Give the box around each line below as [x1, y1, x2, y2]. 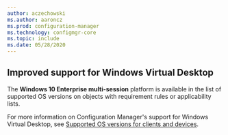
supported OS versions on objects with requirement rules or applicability [7, 92, 212, 100]
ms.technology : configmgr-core [7, 29, 97, 36]
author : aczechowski [7, 10, 66, 17]
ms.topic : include [7, 35, 60, 42]
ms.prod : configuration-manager [7, 22, 99, 29]
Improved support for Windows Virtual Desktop [7, 67, 214, 78]
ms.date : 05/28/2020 [7, 42, 66, 48]
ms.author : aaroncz [7, 16, 63, 23]
